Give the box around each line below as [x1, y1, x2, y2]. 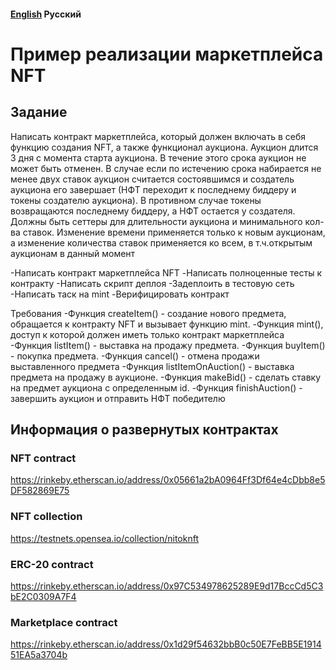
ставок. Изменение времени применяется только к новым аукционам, [22, 226, 326, 238]
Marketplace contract [10, 615, 118, 629]
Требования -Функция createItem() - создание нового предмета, [10, 307, 287, 319]
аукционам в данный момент [10, 247, 136, 259]
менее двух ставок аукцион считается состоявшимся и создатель [10, 173, 295, 185]
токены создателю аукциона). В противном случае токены [10, 194, 262, 206]
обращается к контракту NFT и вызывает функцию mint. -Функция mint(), [10, 318, 324, 330]
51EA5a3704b [10, 649, 68, 661]
